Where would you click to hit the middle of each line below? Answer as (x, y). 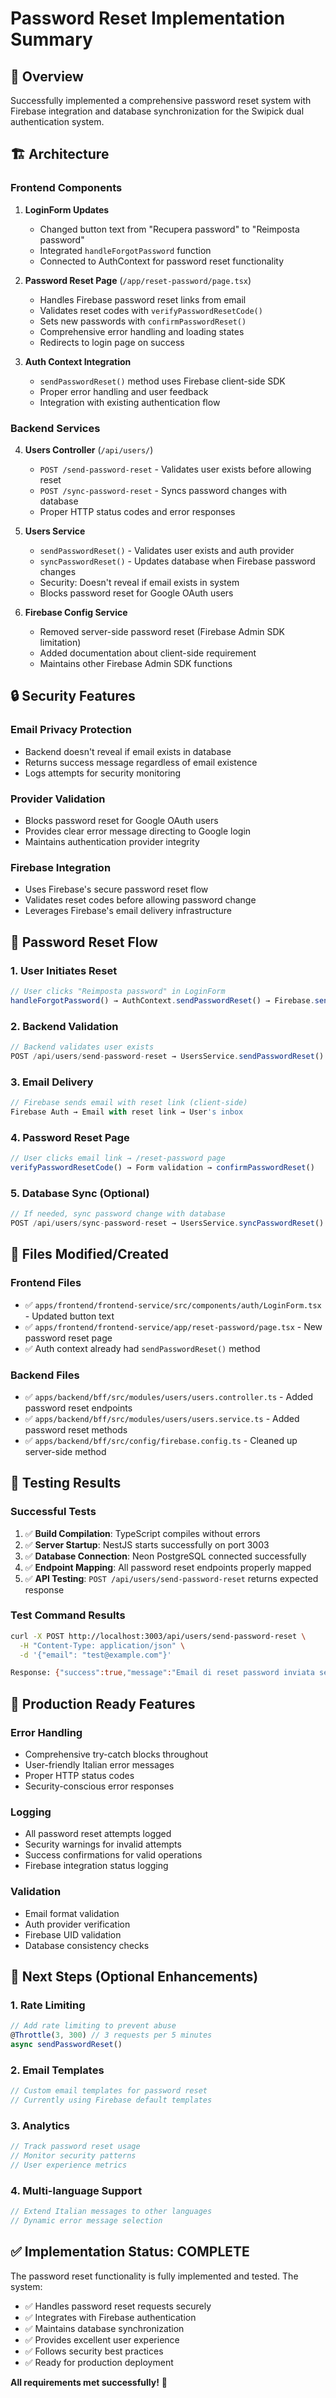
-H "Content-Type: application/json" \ (102, 1645)
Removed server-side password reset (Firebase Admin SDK (162, 631)
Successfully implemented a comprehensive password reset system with (161, 100)
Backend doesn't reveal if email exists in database (128, 751)
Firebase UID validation (73, 1934)
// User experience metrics (69, 2165)
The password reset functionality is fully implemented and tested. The (154, 2276)
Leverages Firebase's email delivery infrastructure (128, 911)
